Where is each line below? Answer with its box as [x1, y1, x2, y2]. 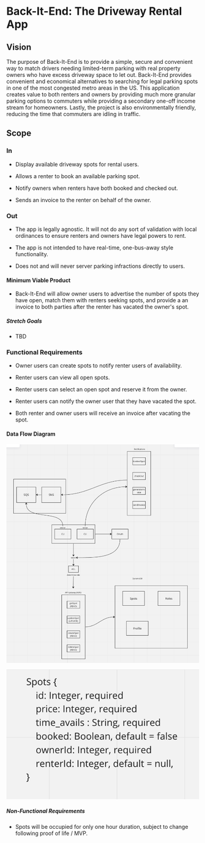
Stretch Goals [6, 317, 42, 324]
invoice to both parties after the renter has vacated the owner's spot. [15, 303, 189, 311]
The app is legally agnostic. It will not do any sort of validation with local [15, 225, 197, 233]
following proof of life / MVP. [15, 829, 88, 837]
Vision [6, 42, 32, 52]
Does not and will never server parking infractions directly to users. [15, 262, 185, 270]
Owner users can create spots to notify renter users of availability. [15, 362, 182, 369]
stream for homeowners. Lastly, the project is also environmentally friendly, [6, 104, 196, 111]
